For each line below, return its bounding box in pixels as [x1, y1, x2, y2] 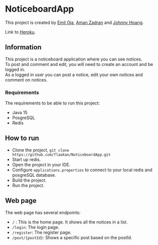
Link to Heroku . [5, 29, 36, 35]
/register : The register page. [12, 229, 72, 235]
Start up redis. [12, 156, 41, 162]
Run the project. [12, 182, 45, 188]
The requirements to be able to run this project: [5, 100, 100, 106]
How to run [5, 134, 39, 143]
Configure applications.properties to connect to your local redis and [12, 167, 153, 173]
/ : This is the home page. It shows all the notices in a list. [12, 219, 128, 225]
